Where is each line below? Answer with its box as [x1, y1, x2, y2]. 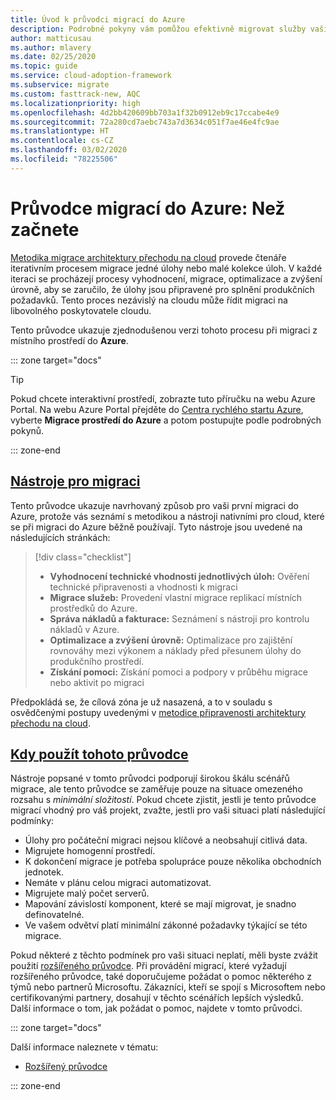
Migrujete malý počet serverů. [24, 887, 150, 900]
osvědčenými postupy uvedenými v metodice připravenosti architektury [10, 706, 307, 718]
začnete [10, 218, 80, 241]
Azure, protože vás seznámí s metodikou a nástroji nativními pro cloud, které [10, 510, 325, 522]
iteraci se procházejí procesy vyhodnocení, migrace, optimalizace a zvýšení [10, 272, 323, 285]
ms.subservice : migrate [10, 80, 110, 90]
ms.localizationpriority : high [10, 98, 141, 108]
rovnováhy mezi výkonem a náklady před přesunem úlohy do [49, 644, 302, 656]
